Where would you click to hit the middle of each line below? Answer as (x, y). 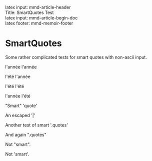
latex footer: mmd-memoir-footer (39, 23)
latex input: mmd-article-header (38, 7)
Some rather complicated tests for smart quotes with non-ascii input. (76, 57)
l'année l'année (21, 66)
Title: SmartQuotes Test (29, 12)
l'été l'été (15, 86)
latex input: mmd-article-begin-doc (41, 18)
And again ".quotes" (26, 134)
